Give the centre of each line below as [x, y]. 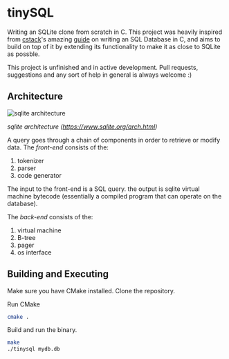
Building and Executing [58, 274]
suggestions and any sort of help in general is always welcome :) [100, 75]
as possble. [24, 54]
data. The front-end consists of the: [58, 147]
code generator [39, 175]
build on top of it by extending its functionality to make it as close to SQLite [114, 46]
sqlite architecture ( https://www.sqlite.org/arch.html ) [82, 127]
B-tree [26, 237]
